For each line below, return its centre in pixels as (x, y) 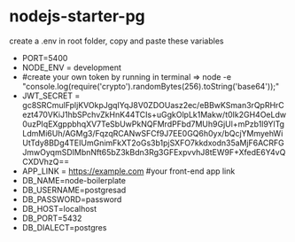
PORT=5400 (45, 58)
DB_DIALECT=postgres (64, 227)
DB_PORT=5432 (52, 218)
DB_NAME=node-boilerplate (74, 180)
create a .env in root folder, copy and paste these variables (116, 41)
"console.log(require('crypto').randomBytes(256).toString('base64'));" (151, 86)
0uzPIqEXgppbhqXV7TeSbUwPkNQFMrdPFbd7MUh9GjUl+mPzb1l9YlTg (153, 124)
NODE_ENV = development (72, 67)
